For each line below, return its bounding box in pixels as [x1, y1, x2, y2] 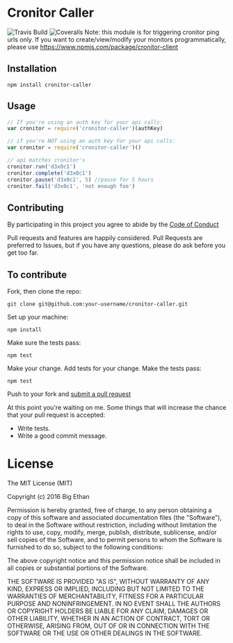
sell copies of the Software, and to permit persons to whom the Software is [7, 536, 223, 543]
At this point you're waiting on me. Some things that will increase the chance [7, 404, 227, 412]
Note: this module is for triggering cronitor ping [84, 28, 220, 36]
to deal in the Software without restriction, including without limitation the [7, 521, 217, 529]
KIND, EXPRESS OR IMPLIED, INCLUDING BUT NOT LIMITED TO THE [7, 585, 204, 593]
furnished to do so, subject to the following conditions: [7, 543, 163, 551]
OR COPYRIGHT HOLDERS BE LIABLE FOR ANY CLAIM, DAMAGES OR [7, 607, 209, 615]
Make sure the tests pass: [7, 339, 81, 347]
